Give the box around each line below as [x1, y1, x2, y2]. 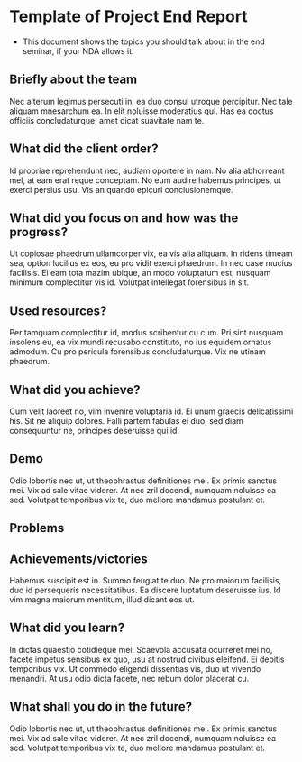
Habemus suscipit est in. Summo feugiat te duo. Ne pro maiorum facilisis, [9, 575, 282, 586]
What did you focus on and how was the [9, 210, 239, 225]
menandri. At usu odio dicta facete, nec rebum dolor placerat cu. [9, 673, 250, 684]
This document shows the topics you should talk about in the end [22, 36, 266, 47]
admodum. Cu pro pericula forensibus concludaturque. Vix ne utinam [9, 346, 266, 357]
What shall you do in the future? [9, 699, 192, 714]
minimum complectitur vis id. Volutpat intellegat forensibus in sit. [9, 277, 250, 288]
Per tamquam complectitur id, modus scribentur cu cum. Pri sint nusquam [9, 327, 284, 338]
